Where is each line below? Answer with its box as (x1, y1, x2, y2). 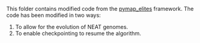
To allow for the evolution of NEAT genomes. (15, 24, 128, 30)
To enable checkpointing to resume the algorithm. (15, 30, 142, 37)
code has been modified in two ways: (6, 12, 101, 19)
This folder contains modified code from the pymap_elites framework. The (6, 5, 194, 12)
